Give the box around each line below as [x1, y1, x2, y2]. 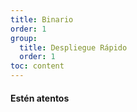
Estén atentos [10, 92, 70, 104]
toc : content [10, 61, 65, 71]
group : [10, 33, 38, 43]
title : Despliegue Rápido [19, 42, 128, 53]
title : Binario [10, 14, 74, 25]
